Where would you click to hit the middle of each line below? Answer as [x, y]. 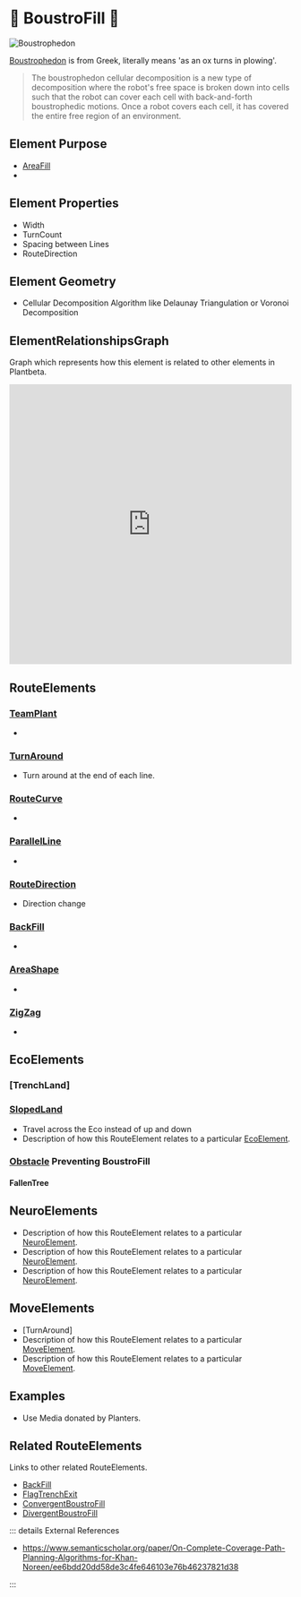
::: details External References [64, 1531]
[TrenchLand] [39, 1086]
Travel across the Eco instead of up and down [107, 1129]
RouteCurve [36, 799]
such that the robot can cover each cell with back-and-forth [142, 97]
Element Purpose [58, 144]
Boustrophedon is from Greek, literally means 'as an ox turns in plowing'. [143, 60]
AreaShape [34, 969]
